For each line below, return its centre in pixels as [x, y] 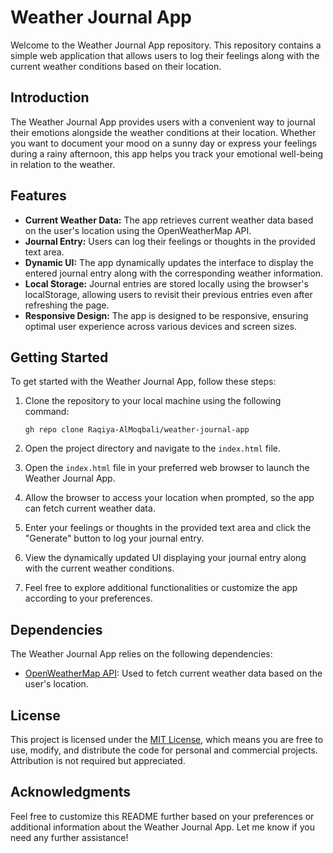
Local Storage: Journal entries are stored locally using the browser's [166, 283]
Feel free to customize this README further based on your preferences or [162, 816]
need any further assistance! [69, 837]
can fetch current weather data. [90, 508]
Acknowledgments [71, 792]
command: [47, 412]
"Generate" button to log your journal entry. [114, 538]
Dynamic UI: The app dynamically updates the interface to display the [169, 262]
